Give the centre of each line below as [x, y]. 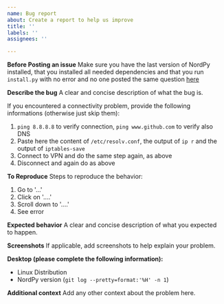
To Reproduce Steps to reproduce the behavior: [75, 177]
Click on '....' [34, 197]
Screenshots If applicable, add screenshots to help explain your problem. [111, 246]
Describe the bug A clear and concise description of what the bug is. [105, 93]
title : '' [21, 26]
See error [31, 212]
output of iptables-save [51, 149]
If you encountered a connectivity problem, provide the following [99, 106]
